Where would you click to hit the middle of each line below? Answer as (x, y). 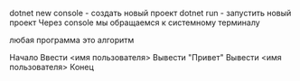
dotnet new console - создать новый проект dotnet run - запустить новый (150, 13)
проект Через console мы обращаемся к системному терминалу (135, 22)
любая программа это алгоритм (72, 40)
